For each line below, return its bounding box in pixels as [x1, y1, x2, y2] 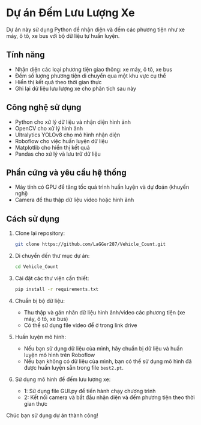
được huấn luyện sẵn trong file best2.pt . [23, 364, 124, 371]
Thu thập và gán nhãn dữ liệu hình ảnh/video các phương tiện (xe [23, 308, 185, 316]
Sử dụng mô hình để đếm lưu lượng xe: [14, 376, 111, 383]
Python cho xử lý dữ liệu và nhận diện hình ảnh [14, 118, 131, 126]
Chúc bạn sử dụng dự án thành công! [6, 412, 98, 419]
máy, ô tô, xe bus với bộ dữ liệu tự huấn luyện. [6, 32, 120, 39]
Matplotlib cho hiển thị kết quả [14, 144, 90, 151]
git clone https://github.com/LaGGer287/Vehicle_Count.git [14, 241, 166, 248]
